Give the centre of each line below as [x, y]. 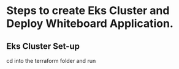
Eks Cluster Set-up [43, 46]
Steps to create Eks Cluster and [88, 11]
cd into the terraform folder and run [51, 61]
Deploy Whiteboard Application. [90, 24]
